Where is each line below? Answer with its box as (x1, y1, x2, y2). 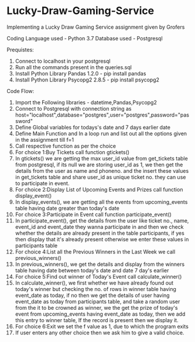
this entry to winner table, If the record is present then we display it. (15, 316, 179, 323)
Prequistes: (6, 46, 34, 53)
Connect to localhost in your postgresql (15, 57, 111, 64)
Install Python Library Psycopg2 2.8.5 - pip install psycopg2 (15, 76, 160, 83)
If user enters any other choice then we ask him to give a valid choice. (15, 329, 184, 336)
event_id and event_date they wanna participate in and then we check (15, 223, 184, 230)
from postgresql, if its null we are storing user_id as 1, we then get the (15, 161, 183, 168)
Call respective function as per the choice (15, 142, 117, 149)
